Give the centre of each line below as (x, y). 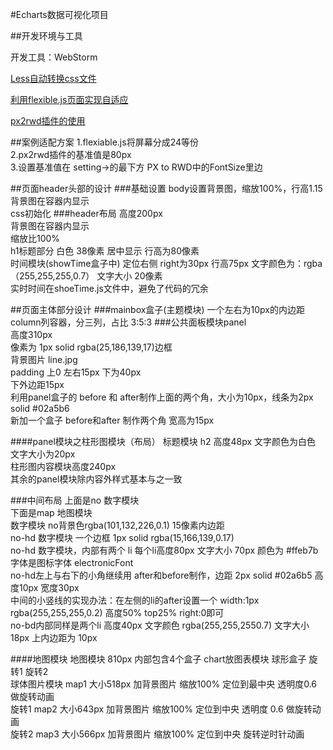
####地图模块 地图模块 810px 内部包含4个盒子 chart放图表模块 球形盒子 (158, 659)
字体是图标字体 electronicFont (72, 562)
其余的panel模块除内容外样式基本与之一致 (96, 479)
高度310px (31, 334)
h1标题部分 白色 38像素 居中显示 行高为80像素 (105, 251)
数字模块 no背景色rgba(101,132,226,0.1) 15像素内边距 (117, 525)
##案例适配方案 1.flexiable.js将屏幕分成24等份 (105, 142)
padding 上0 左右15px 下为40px (76, 372)
